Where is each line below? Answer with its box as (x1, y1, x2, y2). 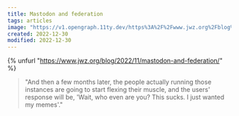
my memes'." (24, 100, 63, 109)
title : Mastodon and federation (7, 10, 103, 18)
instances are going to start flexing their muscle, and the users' (24, 85, 211, 94)
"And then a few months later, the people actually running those (24, 78, 212, 86)
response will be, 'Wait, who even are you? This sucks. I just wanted (24, 93, 225, 102)
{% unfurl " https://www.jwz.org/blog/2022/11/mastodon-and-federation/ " (7, 56, 223, 65)
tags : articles (7, 17, 53, 24)
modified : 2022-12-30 (7, 37, 72, 44)
